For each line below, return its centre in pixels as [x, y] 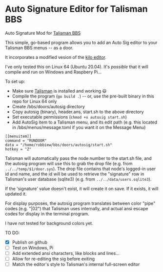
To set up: [15, 81]
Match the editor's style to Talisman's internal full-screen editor [76, 264]
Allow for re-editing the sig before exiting [53, 259]
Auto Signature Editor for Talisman [76, 9]
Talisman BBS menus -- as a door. [39, 48]
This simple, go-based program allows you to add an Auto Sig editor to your [81, 42]
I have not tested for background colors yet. [49, 223]
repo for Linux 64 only [34, 101]
